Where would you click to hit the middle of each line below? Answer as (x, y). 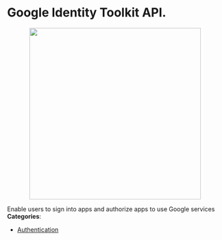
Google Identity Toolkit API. (87, 13)
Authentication (38, 229)
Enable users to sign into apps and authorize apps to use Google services (111, 209)
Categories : (24, 216)
